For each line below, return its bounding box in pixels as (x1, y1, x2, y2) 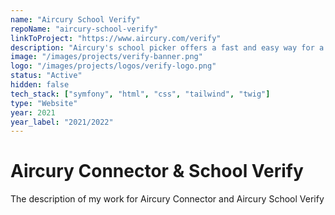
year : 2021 (10, 107, 56, 118)
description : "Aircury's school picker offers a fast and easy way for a (10, 42, 325, 53)
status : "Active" (10, 71, 83, 81)
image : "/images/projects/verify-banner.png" (10, 52, 203, 62)
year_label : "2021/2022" (10, 117, 114, 127)
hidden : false (10, 80, 70, 90)
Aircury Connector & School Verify (10, 160, 304, 183)
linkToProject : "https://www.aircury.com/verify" (10, 33, 222, 43)
